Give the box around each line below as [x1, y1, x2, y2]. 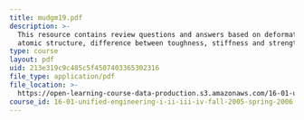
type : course [9, 47, 59, 56]
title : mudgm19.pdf [9, 13, 83, 23]
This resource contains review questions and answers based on [17, 30, 261, 39]
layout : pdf [9, 55, 54, 64]
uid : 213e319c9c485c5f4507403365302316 [9, 64, 160, 73]
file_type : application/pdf [9, 72, 116, 81]
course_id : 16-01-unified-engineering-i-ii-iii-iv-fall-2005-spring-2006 [9, 97, 294, 106]
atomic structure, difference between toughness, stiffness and [17, 38, 265, 48]
